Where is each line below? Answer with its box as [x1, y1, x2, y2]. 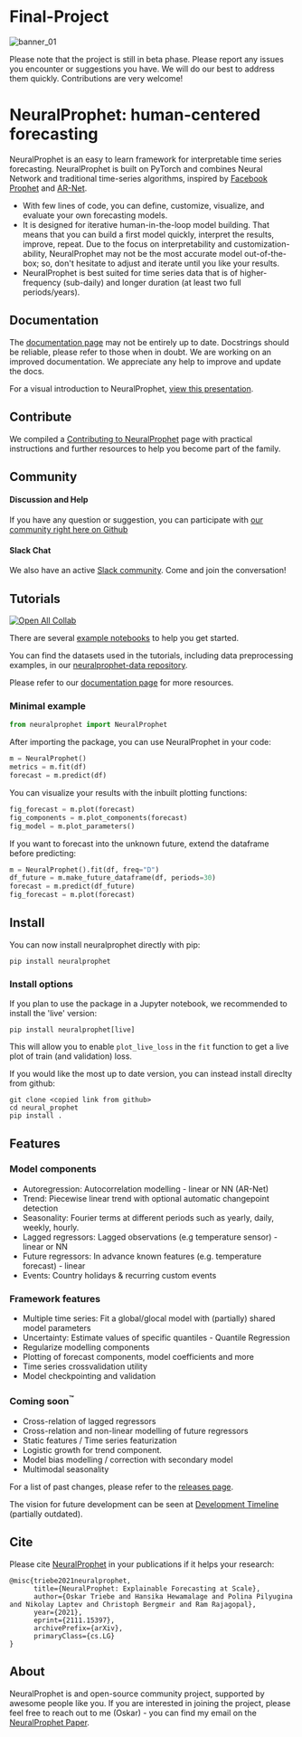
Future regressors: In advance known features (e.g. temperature [22, 1251, 262, 1261]
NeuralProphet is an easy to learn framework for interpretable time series [9, 154, 282, 165]
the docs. [9, 365, 45, 376]
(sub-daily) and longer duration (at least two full [62, 277, 241, 288]
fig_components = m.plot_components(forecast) [9, 813, 188, 822]
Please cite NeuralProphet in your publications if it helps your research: [9, 1558, 275, 1570]
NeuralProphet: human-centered [9, 105, 260, 126]
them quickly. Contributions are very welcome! [9, 72, 184, 83]
